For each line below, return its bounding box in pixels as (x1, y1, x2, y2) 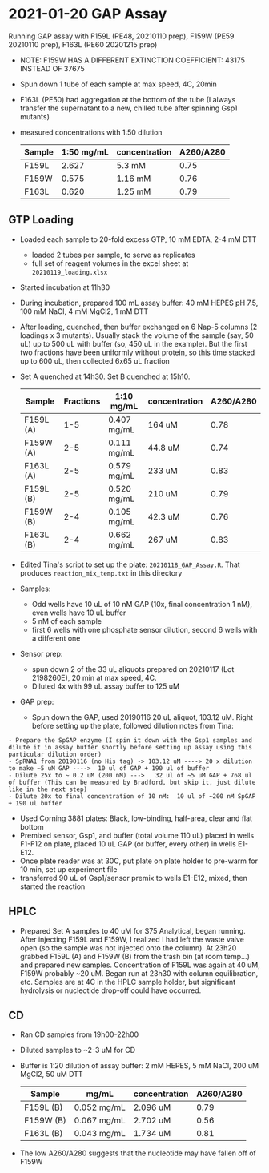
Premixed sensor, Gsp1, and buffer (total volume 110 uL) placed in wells (19, 830, 255, 840)
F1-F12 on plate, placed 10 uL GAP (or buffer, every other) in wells (19, 838, 236, 849)
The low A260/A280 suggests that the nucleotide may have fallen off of (19, 1148, 256, 1158)
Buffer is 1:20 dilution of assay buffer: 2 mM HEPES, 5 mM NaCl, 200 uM (19, 1061, 259, 1071)
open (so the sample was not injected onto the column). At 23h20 (19, 942, 237, 953)
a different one (31, 633, 81, 643)
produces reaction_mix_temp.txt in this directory (19, 568, 183, 577)
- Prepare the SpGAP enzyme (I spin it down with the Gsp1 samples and (8, 736, 252, 745)
